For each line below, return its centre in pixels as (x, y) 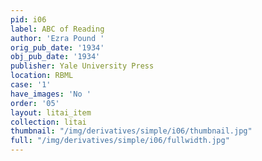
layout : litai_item (51, 112)
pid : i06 (28, 19)
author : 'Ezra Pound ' (57, 38)
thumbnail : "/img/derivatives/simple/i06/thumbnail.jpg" (131, 131)
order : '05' (35, 103)
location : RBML (42, 76)
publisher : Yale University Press (82, 66)
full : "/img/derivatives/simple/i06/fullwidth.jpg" (120, 141)
